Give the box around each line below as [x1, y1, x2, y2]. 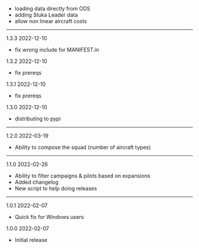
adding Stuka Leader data [14, 11, 78, 18]
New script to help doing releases [14, 185, 97, 192]
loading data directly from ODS [14, 5, 91, 12]
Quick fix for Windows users [14, 214, 84, 220]
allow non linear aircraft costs [14, 18, 87, 24]
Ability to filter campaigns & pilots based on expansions [14, 172, 150, 179]
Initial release [14, 237, 47, 243]
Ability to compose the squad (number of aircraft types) [14, 144, 151, 151]
